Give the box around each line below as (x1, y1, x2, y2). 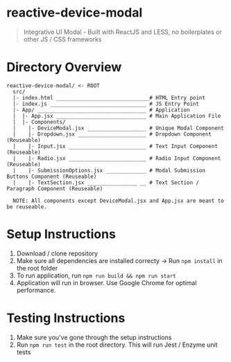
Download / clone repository (16, 249, 99, 257)
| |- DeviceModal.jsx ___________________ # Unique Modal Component (12, 125, 225, 132)
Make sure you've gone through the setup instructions (16, 333, 172, 341)
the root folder (16, 264, 58, 272)
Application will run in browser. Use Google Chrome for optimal (16, 278, 197, 287)
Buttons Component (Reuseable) (6, 173, 97, 180)
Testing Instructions (6, 310, 126, 326)
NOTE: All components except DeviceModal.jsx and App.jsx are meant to (12, 197, 225, 204)
